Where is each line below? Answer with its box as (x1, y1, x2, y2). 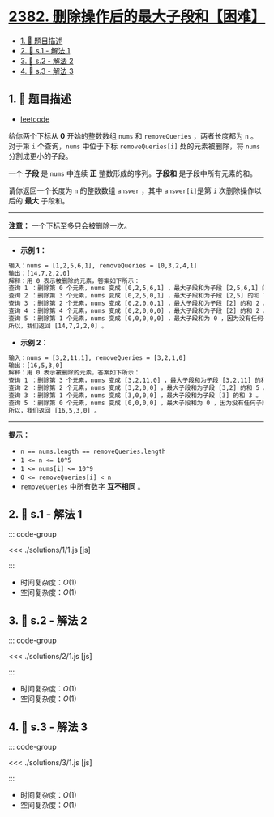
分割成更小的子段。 (8, 151, 73, 160)
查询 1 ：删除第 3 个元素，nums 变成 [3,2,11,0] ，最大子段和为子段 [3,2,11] (8, 376, 251, 385)
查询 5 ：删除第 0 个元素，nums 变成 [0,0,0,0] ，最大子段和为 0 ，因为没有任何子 (8, 399, 263, 407)
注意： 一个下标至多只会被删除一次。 (8, 220, 131, 230)
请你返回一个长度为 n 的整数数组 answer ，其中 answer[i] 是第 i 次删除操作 (8, 186, 255, 195)
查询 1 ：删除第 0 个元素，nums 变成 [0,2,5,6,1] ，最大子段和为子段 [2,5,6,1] (8, 284, 259, 293)
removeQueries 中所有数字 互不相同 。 (19, 481, 145, 491)
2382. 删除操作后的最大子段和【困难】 (8, 7, 266, 26)
